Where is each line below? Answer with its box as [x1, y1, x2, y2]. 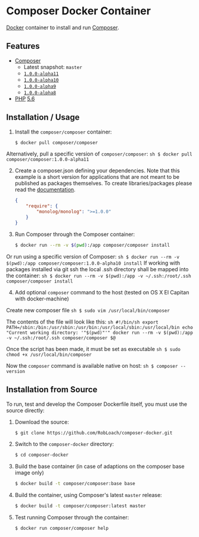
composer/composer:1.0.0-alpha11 [6, 157, 89, 163]
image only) [14, 469, 45, 476]
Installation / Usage [6, 112, 80, 123]
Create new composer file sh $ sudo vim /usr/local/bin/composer [6, 306, 170, 313]
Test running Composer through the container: [14, 514, 129, 521]
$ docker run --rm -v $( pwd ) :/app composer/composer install [14, 242, 170, 248]
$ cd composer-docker [14, 452, 69, 458]
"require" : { [26, 203, 58, 209]
